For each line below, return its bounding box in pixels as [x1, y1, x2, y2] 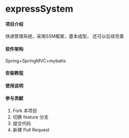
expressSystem [5, 3, 73, 15]
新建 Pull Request [12, 126, 50, 133]
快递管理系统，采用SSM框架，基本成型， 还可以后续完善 [5, 33, 124, 39]
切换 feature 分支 [12, 113, 49, 120]
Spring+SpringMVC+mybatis [5, 57, 66, 64]
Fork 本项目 [12, 107, 37, 113]
